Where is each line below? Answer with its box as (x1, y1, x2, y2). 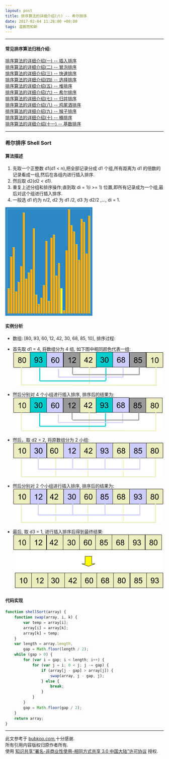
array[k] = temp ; (23, 631, 59, 636)
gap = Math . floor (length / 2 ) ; (23, 646, 89, 652)
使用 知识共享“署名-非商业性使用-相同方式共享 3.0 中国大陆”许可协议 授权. (5, 748, 158, 754)
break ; (50, 684, 64, 689)
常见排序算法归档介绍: (5, 45, 51, 51)
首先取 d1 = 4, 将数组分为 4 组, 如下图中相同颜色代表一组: (12, 346, 131, 352)
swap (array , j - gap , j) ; (50, 673, 105, 678)
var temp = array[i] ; (23, 620, 69, 625)
